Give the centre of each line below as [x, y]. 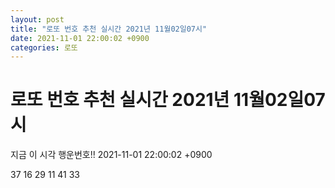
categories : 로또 [44, 47]
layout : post [37, 19]
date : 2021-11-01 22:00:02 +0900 [80, 38]
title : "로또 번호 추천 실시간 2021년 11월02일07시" [109, 29]
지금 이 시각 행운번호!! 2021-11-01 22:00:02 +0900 [111, 155]
